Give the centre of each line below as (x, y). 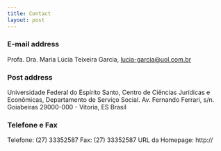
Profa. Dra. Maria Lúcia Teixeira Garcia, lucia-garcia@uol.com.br (99, 59)
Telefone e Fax (32, 125)
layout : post (26, 20)
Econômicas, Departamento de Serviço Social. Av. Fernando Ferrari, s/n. (111, 100)
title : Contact (29, 14)
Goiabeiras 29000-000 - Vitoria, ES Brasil (67, 107)
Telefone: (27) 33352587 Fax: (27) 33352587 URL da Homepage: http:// (110, 140)
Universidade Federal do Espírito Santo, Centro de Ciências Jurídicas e (109, 92)
